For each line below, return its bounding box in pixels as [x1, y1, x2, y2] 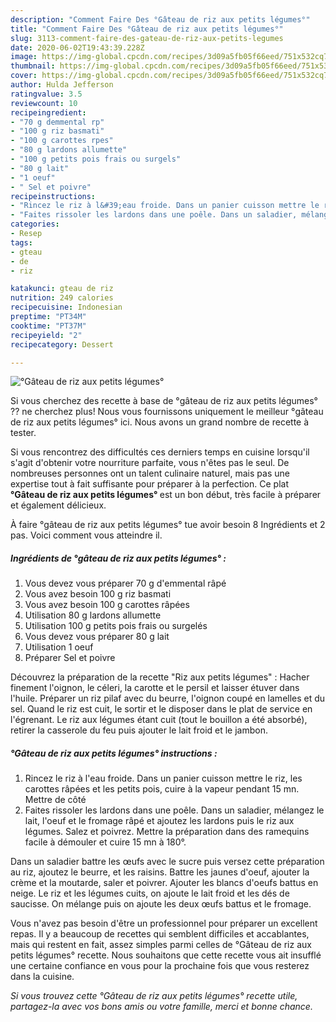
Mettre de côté [24, 794, 87, 806]
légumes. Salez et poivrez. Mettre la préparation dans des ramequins [24, 826, 310, 838]
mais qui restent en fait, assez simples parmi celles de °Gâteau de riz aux [10, 939, 312, 951]
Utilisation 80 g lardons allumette [24, 609, 162, 621]
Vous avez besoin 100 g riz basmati [24, 588, 172, 600]
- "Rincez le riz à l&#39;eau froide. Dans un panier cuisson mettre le [10, 201, 320, 211]
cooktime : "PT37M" [10, 321, 87, 331]
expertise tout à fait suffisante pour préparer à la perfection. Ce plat [10, 478, 289, 490]
